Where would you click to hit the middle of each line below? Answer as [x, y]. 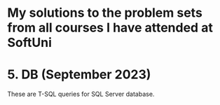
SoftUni [30, 43]
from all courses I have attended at [110, 28]
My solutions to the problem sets [105, 13]
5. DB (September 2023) [79, 75]
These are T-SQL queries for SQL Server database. [81, 94]
